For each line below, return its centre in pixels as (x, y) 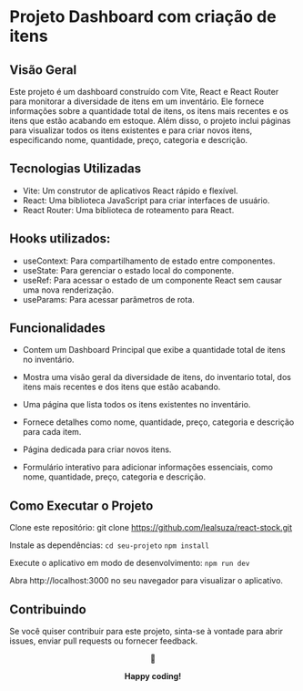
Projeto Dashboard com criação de (143, 17)
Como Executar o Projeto (81, 505)
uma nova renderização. (68, 290)
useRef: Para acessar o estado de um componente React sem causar (152, 280)
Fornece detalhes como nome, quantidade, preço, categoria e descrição (158, 422)
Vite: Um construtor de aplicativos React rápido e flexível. (130, 191)
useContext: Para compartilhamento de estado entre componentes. (149, 261)
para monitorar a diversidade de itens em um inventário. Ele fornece (137, 101)
